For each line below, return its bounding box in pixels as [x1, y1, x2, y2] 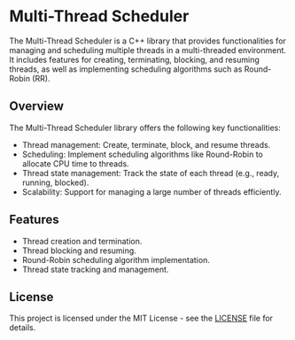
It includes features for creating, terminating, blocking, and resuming [9, 54, 260, 65]
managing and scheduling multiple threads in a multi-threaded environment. [9, 44, 286, 55]
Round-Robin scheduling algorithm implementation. [21, 254, 210, 265]
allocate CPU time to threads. [21, 158, 130, 169]
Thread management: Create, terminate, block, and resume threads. [21, 139, 271, 150]
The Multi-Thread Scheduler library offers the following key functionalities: [9, 122, 282, 133]
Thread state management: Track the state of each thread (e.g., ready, [21, 167, 280, 178]
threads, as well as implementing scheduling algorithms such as [9, 64, 243, 74]
